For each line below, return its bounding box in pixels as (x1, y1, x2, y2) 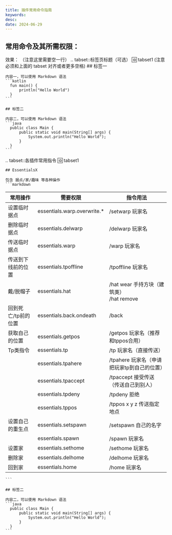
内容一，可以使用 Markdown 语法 (5, 74, 67, 79)
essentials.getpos (37, 333, 80, 340)
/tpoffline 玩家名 (109, 264, 148, 271)
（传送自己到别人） (109, 381, 156, 389)
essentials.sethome (37, 444, 84, 452)
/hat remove (109, 295, 138, 303)
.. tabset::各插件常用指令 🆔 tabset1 (5, 157, 79, 164)
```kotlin (5, 79, 27, 84)
